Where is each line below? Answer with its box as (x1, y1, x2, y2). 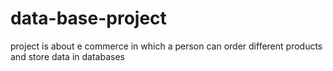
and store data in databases (10, 50, 125, 62)
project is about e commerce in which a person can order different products (10, 40, 323, 52)
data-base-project (10, 7, 167, 30)
